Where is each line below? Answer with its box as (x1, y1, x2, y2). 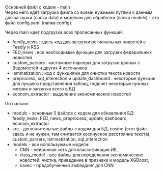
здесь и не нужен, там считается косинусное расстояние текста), (12, 131, 151, 137)
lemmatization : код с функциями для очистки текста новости (12, 70, 140, 76)
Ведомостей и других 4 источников (12, 65, 87, 71)
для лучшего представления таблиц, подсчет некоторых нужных (12, 81, 149, 86)
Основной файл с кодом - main (5, 4, 70, 10)
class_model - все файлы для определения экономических (19, 152, 143, 158)
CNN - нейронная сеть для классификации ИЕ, (19, 147, 118, 152)
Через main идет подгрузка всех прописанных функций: (5, 29, 123, 35)
